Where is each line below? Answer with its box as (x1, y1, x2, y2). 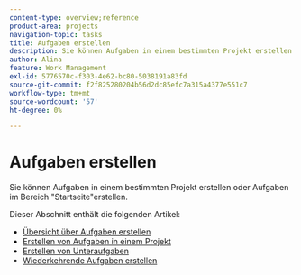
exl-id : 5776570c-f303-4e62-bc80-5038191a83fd (9, 72, 187, 81)
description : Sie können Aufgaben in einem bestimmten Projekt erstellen (9, 47, 293, 56)
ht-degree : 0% (9, 105, 63, 115)
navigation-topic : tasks (9, 30, 103, 39)
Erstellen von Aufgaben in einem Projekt (22, 236, 171, 247)
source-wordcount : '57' (9, 96, 99, 106)
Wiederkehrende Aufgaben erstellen (22, 255, 158, 266)
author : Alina (9, 55, 63, 64)
